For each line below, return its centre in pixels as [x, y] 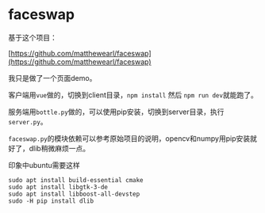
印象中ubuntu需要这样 [44, 165]
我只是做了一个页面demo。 [52, 78]
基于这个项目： [33, 37]
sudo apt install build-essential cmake [76, 180]
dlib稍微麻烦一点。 [59, 148]
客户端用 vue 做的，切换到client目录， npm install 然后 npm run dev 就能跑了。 [133, 95]
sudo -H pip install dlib [51, 201]
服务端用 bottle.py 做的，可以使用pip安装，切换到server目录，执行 [116, 112]
